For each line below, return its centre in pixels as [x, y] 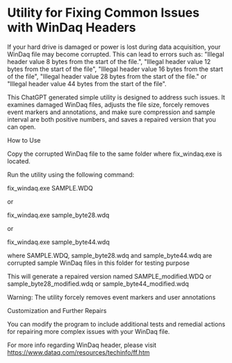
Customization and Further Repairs [57, 310]
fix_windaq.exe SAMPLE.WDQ [50, 188]
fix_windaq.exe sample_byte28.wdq [58, 215]
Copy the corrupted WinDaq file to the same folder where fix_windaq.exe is [115, 154]
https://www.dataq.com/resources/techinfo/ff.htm [78, 352]
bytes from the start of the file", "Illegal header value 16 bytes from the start [115, 69]
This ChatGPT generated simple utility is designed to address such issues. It [116, 97]
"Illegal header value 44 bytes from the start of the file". [87, 83]
